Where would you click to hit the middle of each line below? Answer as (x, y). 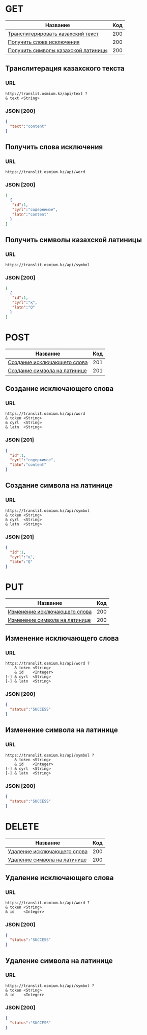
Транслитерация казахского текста (65, 69)
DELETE (22, 826)
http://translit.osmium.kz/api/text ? (46, 93)
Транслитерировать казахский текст (53, 34)
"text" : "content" (28, 126)
